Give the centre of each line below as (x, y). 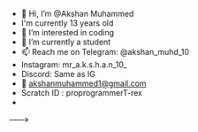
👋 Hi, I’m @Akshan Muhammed (77, 14)
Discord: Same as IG (58, 74)
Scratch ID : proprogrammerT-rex (82, 93)
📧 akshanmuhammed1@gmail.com (84, 83)
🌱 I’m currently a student (66, 42)
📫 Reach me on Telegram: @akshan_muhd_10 (105, 52)
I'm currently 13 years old (67, 23)
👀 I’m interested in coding (68, 32)
